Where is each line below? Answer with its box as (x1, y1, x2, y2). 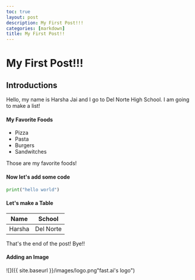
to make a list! (6, 102, 40, 110)
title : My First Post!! (6, 31, 65, 37)
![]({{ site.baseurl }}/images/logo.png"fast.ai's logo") (6, 266, 136, 274)
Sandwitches (14, 148, 47, 155)
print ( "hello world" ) (6, 186, 60, 192)
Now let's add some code (6, 173, 70, 181)
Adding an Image (6, 254, 49, 261)
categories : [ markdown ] (6, 25, 65, 32)
